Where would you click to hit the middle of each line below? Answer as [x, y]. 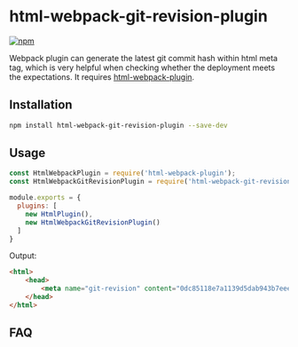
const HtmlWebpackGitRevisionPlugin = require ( [99, 182]
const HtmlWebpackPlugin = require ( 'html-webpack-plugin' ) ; [123, 173]
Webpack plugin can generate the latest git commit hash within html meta [143, 58]
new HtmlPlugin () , [59, 214]
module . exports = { [45, 198]
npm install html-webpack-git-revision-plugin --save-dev [118, 125]
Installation [41, 105]
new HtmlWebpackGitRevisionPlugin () [93, 222]
